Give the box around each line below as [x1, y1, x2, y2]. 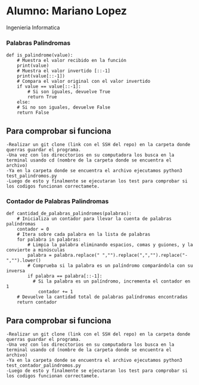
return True [27, 94, 58, 100]
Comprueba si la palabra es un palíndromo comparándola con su [32, 263, 194, 269]
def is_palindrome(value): [6, 52, 73, 58]
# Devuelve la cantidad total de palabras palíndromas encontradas [17, 294, 188, 300]
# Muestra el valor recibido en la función [17, 58, 127, 64]
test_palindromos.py [6, 173, 58, 179]
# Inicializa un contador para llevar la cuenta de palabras [17, 216, 172, 222]
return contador [17, 299, 58, 305]
